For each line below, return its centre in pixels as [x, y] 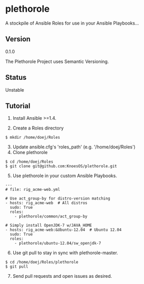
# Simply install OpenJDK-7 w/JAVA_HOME [49, 226]
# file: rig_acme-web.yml [33, 190]
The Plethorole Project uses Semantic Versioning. [57, 61]
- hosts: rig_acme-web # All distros [46, 203]
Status [16, 78]
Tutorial [18, 106]
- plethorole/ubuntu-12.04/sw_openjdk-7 [58, 244]
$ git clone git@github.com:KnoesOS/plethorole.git [61, 166]
